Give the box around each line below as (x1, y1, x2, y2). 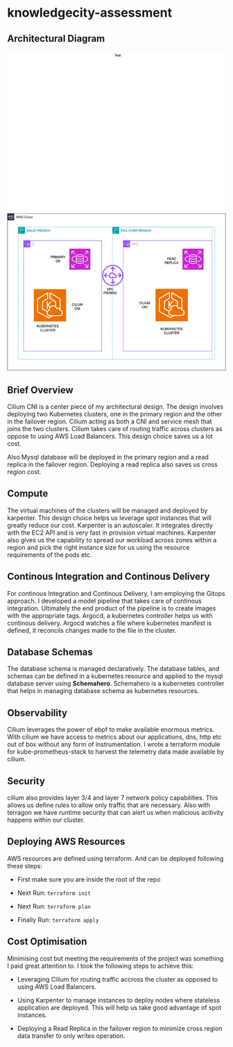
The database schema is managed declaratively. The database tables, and (7, 665, 220, 673)
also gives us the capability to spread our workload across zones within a (7, 535, 217, 544)
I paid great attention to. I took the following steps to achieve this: (7, 961, 194, 970)
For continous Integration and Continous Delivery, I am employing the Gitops (7, 589, 225, 597)
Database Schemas (7, 646, 94, 658)
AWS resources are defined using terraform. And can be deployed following (7, 854, 224, 863)
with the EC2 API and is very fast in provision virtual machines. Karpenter (7, 528, 216, 537)
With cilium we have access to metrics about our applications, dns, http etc (7, 733, 222, 741)
